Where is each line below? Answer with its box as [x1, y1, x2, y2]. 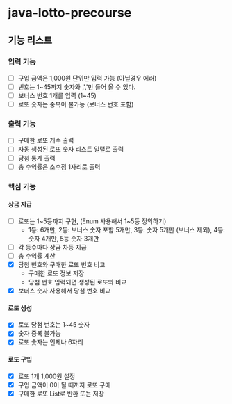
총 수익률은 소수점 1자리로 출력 [17, 162, 101, 171]
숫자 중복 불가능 [17, 329, 61, 338]
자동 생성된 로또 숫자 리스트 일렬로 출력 [17, 145, 124, 154]
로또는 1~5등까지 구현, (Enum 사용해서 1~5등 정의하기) [17, 217, 167, 225]
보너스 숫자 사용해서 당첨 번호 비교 [17, 286, 111, 295]
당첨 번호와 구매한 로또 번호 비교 [17, 260, 106, 268]
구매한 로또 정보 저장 [28, 269, 85, 277]
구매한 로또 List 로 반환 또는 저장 [17, 389, 105, 398]
